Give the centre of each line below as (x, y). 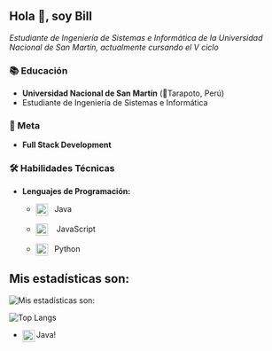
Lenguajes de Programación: (76, 191)
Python (67, 248)
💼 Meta (25, 126)
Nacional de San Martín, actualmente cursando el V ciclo (114, 47)
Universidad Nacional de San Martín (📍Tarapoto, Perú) (123, 93)
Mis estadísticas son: (70, 279)
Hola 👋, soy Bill (51, 16)
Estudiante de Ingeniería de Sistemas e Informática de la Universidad (136, 37)
